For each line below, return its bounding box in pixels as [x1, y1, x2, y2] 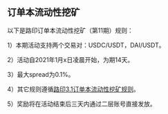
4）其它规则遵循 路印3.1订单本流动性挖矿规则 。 [7, 85, 140, 93]
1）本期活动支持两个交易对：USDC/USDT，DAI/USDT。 [7, 41, 165, 49]
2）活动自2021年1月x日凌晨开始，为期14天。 [7, 55, 134, 64]
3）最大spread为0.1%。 [7, 70, 75, 78]
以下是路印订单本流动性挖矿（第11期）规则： [7, 26, 133, 35]
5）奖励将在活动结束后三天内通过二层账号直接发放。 [7, 99, 157, 108]
